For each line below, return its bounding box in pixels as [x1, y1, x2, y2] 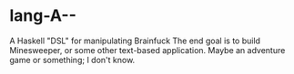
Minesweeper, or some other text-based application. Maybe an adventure [9, 44, 286, 55]
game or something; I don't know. [9, 54, 136, 65]
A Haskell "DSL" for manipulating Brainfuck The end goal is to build [9, 35, 261, 46]
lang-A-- [9, 5, 77, 26]
